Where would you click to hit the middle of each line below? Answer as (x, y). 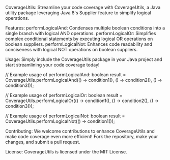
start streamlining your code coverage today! (52, 65)
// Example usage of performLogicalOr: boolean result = (64, 95)
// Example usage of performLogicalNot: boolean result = (65, 116)
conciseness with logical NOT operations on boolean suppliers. (72, 50)
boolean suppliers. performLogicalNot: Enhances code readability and (79, 44)
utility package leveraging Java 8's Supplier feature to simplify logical (78, 13)
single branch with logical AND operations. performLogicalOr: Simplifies (81, 33)
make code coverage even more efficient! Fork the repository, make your (82, 136)
